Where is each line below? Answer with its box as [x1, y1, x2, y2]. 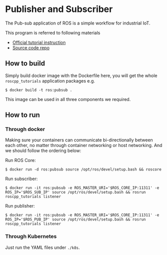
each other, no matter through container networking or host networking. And [5, 142, 163, 148]
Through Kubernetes [5, 233, 57, 240]
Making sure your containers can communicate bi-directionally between [5, 137, 153, 143]
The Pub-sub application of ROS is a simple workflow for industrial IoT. [5, 20, 151, 26]
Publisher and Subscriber [5, 3, 113, 15]
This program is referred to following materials [5, 29, 101, 35]
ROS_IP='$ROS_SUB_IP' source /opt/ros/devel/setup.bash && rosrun [5, 190, 146, 195]
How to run [5, 111, 40, 119]
